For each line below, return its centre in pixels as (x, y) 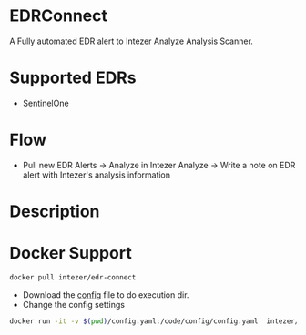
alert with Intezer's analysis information (97, 175)
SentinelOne (46, 103)
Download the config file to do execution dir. (106, 294)
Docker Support (71, 254)
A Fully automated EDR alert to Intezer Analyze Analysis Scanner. (131, 41)
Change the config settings (74, 304)
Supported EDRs (73, 78)
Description (55, 211)
